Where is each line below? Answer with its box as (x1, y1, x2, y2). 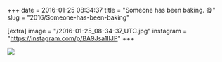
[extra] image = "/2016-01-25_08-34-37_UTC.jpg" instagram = (7, 27, 188, 35)
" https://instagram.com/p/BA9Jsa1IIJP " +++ (7, 34, 135, 42)
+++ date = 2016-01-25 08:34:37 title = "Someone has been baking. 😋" (7, 6, 216, 14)
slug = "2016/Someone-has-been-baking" (7, 13, 130, 22)
